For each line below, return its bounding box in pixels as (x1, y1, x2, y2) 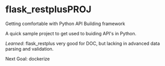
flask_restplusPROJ (5, 4, 91, 15)
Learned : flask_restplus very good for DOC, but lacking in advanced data (5, 40, 160, 47)
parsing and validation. (5, 46, 54, 52)
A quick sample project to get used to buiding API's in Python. (5, 30, 137, 36)
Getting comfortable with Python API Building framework (5, 20, 125, 27)
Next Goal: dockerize (5, 55, 50, 62)
